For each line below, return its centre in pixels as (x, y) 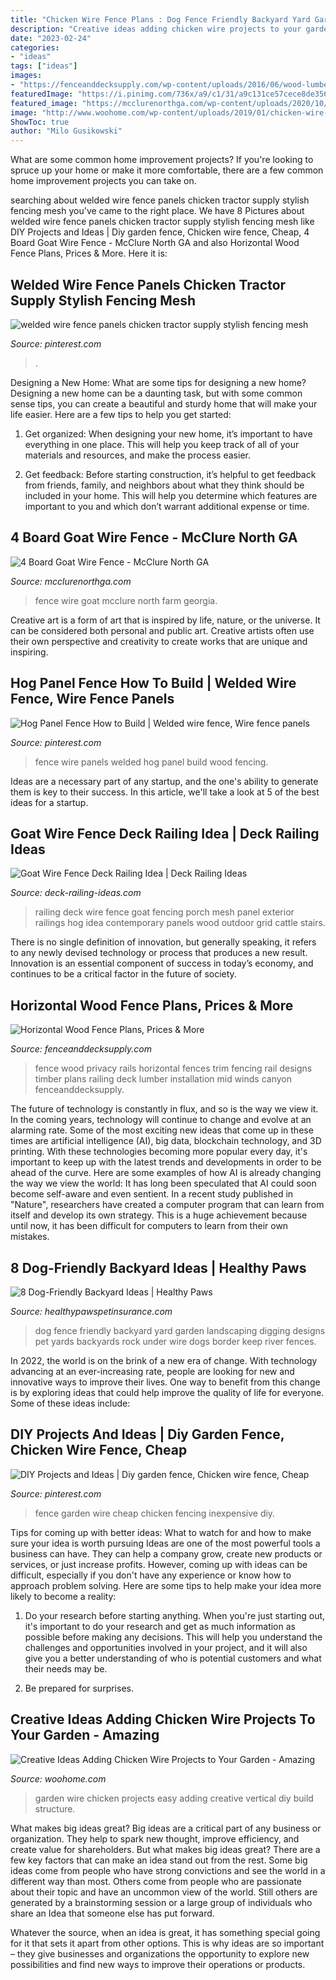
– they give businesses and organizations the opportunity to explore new (160, 1953)
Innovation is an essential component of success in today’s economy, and (162, 963)
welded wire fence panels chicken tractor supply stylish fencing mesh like (162, 222)
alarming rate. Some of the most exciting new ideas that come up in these (162, 1130)
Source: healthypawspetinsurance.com (91, 1311)
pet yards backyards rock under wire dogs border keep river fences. (175, 1341)
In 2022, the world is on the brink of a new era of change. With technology (164, 1360)
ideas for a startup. (49, 802)
